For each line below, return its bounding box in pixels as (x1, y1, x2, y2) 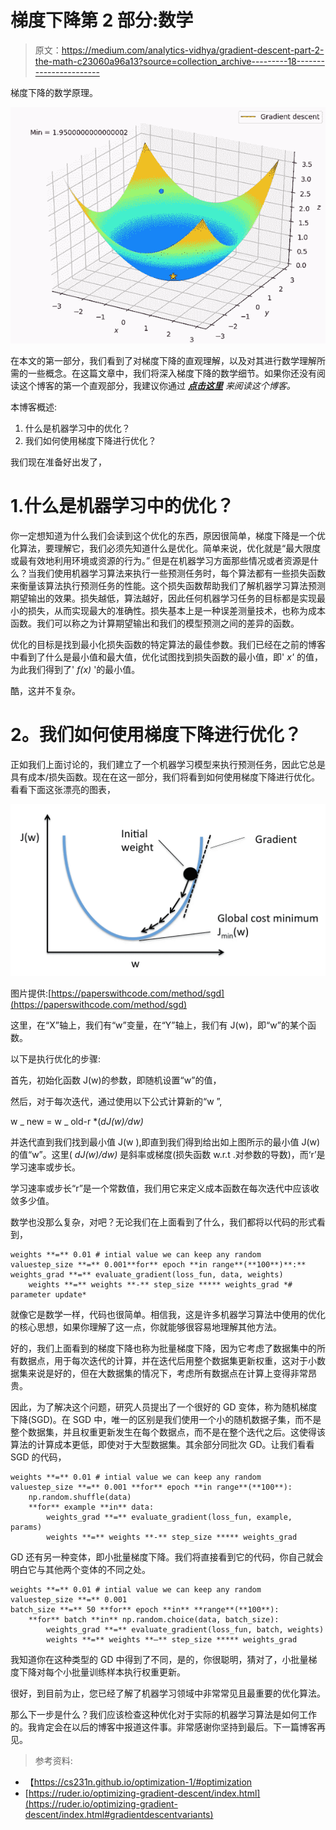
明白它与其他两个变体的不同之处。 (10, 1564, 151, 1576)
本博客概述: (10, 401, 58, 413)
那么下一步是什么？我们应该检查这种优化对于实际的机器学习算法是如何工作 (10, 1709, 317, 1721)
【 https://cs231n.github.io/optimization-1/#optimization (24, 1776, 253, 1788)
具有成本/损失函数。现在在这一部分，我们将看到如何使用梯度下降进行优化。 (10, 771, 321, 783)
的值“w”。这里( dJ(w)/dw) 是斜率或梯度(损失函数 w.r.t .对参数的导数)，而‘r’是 (10, 1149, 326, 1161)
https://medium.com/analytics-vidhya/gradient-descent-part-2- (61, 44, 325, 56)
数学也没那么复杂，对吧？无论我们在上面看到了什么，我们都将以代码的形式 (10, 1216, 317, 1228)
